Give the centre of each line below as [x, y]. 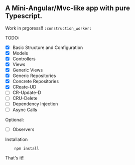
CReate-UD [24, 87]
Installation [17, 139]
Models [20, 53]
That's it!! [15, 157]
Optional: [15, 119]
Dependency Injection [35, 104]
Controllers [24, 58]
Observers [23, 129]
